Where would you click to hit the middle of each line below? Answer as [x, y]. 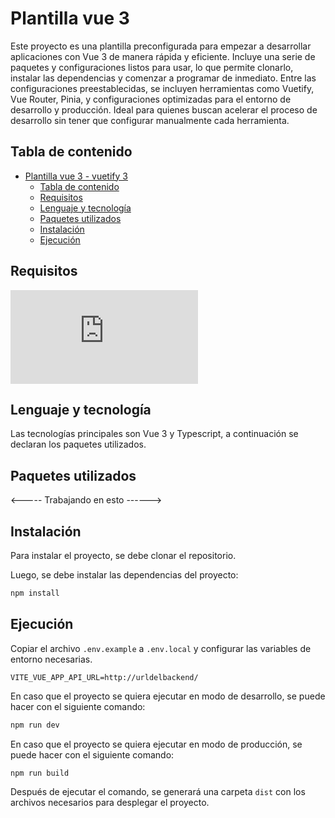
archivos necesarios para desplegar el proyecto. [110, 803]
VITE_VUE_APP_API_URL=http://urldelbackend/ [104, 677]
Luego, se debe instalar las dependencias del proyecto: [124, 575]
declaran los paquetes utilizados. [78, 444]
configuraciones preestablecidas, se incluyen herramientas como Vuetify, [162, 88]
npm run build [40, 773]
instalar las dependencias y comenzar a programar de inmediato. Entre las [163, 78]
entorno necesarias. [51, 659]
